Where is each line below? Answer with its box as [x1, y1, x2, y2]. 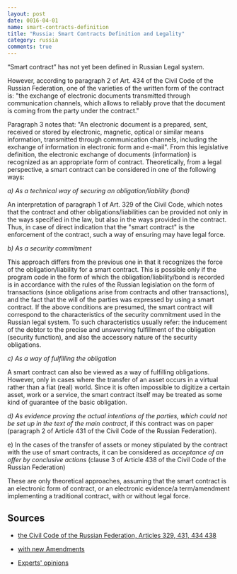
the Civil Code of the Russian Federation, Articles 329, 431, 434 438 [17, 531, 217, 539]
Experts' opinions [17, 558, 69, 567]
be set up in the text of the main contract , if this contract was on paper [7, 419, 214, 427]
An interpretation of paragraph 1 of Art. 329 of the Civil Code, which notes [7, 200, 223, 209]
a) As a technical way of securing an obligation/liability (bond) [7, 187, 190, 195]
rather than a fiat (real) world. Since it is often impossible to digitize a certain [7, 383, 230, 391]
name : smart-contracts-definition [7, 23, 110, 30]
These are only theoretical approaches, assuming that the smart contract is [7, 477, 226, 485]
